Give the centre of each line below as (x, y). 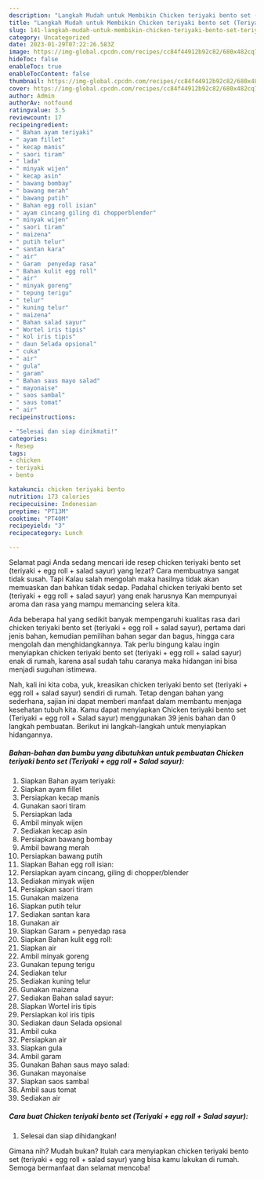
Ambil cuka (38, 1031)
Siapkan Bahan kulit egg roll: (66, 939)
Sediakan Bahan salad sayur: (67, 998)
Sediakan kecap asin (54, 830)
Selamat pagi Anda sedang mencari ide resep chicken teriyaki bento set (125, 562)
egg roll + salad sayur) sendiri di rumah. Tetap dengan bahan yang (116, 693)
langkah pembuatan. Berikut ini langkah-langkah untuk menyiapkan (118, 726)
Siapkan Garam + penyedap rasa (73, 931)
